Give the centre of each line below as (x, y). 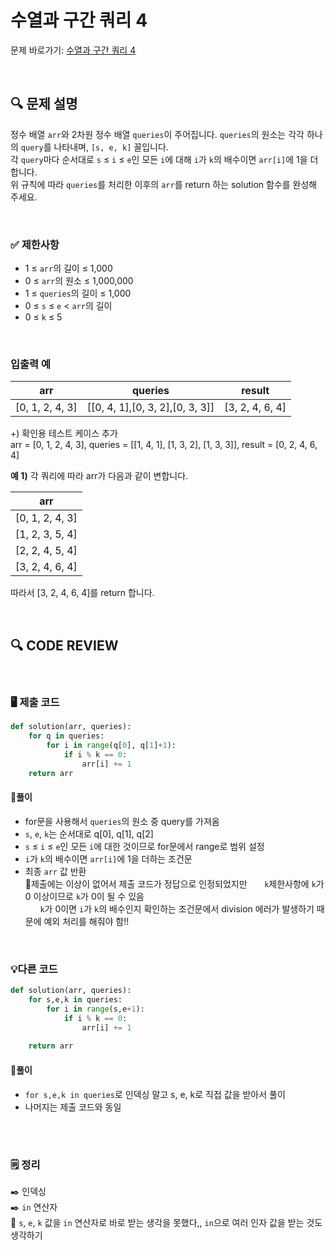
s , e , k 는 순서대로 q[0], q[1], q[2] (89, 833)
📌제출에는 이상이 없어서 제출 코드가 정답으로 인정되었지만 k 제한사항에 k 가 (174, 883)
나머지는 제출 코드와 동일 (73, 1107)
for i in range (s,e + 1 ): (95, 1009)
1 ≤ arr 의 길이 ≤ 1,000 (68, 268)
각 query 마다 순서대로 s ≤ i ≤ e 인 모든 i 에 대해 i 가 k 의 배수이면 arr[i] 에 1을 (159, 159)
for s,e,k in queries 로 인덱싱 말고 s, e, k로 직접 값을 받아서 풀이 (155, 1094)
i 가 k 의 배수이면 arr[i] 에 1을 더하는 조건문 (108, 858)
